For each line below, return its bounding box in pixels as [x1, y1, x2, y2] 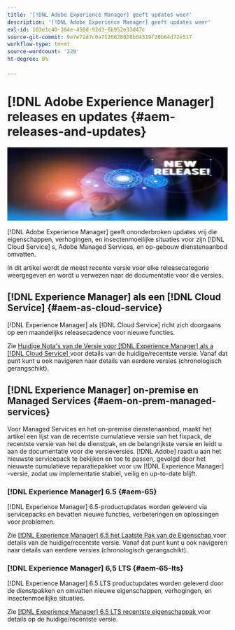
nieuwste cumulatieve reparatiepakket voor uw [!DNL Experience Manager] [7, 461, 225, 470]
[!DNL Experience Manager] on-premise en [7, 385, 199, 396]
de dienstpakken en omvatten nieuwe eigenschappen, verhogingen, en [7, 587, 212, 595]
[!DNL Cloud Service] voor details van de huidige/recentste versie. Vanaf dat [7, 349, 228, 357]
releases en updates [7, 108, 128, 124]
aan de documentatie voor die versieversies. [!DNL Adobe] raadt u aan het [7, 447, 222, 455]
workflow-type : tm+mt [7, 41, 71, 48]
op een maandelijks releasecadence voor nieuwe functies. [7, 328, 176, 336]
